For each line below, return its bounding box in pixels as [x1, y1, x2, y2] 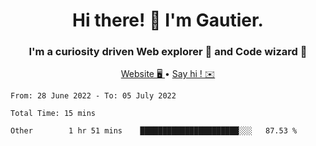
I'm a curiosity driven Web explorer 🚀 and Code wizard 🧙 [28, 45, 308, 59]
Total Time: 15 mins [10, 109, 97, 119]
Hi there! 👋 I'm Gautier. [72, 9, 264, 32]
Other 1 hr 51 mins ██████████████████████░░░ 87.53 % [10, 126, 298, 136]
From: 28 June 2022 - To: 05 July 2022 [10, 91, 177, 101]
